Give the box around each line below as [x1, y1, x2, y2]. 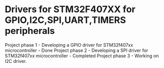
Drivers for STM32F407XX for [5, 4, 136, 15]
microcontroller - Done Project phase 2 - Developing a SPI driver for [5, 47, 149, 53]
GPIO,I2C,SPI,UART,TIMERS [5, 14, 126, 26]
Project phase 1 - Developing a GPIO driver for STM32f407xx [5, 42, 134, 48]
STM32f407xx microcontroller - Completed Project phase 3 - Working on [5, 52, 159, 59]
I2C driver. [5, 58, 27, 64]
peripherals [5, 25, 55, 37]
